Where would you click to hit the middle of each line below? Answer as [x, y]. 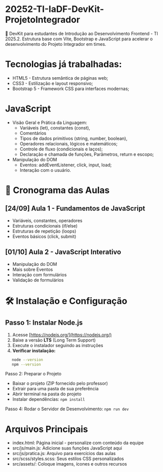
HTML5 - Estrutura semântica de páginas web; [60, 78]
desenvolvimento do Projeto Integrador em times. [56, 44]
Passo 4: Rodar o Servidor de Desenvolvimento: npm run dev [67, 409]
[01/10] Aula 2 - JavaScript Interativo [63, 252]
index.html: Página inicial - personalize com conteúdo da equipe [78, 443]
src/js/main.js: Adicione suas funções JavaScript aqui [67, 448]
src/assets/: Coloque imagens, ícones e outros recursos [70, 464]
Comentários [33, 133]
